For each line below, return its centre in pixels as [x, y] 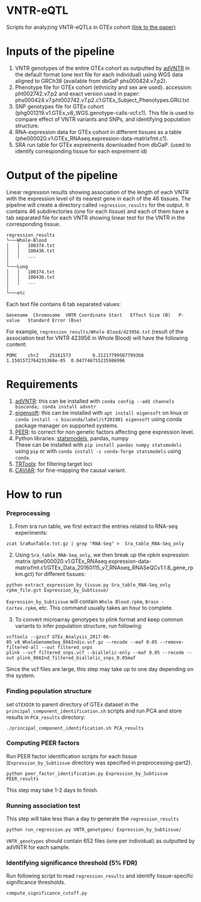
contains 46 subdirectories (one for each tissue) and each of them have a [97, 211]
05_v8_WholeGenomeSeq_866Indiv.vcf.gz [55, 642]
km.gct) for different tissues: [50, 574]
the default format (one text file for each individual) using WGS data [99, 74]
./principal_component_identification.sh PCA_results [75, 728]
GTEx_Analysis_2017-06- [82, 637]
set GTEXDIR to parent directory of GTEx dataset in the [72, 704]
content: [17, 344]
